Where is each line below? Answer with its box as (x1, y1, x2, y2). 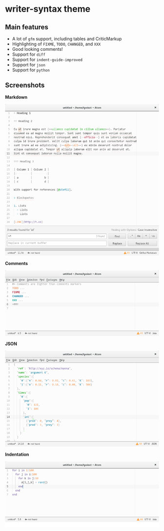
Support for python (12, 67, 50, 73)
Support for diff (12, 51, 45, 57)
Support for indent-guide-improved (12, 57, 83, 62)
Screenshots (5, 81, 45, 89)
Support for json (12, 62, 45, 67)
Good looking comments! (12, 46, 63, 52)
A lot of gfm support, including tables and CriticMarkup (12, 36, 122, 42)
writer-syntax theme (5, 3, 91, 15)
